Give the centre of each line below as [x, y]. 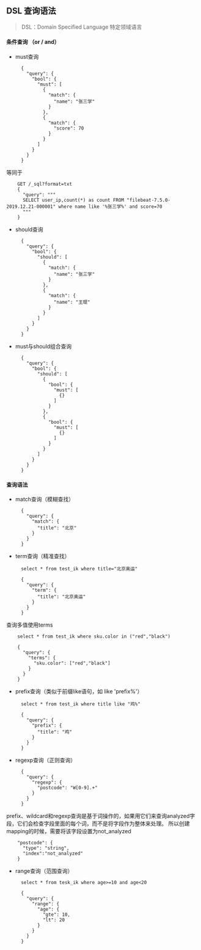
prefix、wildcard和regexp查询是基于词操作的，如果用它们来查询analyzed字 [101, 816]
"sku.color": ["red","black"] [72, 663]
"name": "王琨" [72, 302]
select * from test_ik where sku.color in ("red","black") [94, 637]
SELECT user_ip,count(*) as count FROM [73, 201]
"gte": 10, [56, 915]
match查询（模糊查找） [45, 499]
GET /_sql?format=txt [45, 184]
